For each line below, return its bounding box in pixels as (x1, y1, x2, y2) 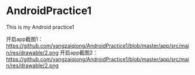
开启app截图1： (6, 35, 43, 42)
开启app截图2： (60, 49, 98, 56)
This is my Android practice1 (6, 23, 74, 30)
